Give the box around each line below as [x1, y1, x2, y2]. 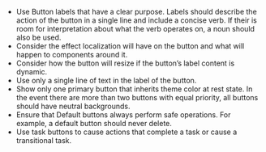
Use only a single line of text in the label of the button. [15, 76, 197, 85]
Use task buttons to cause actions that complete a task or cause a [15, 127, 238, 137]
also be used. [15, 32, 62, 42]
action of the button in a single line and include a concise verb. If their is [15, 15, 257, 25]
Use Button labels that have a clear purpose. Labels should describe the [15, 7, 257, 16]
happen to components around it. [15, 50, 128, 59]
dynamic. [15, 67, 48, 76]
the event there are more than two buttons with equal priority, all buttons [15, 93, 259, 102]
